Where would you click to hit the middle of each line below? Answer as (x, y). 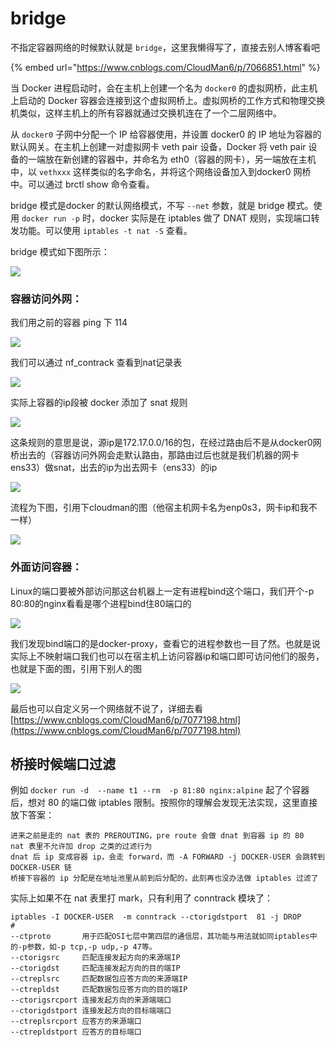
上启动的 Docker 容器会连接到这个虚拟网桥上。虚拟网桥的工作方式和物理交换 (168, 100)
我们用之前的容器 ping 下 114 (69, 323)
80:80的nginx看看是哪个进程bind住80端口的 (101, 603)
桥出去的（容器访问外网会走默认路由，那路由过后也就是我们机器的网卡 (155, 455)
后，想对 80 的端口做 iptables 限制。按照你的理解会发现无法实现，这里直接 (164, 803)
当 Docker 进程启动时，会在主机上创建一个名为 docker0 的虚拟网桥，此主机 (164, 88)
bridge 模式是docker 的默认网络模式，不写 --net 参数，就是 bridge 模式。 (162, 205)
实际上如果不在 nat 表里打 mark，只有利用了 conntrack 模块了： (142, 898)
